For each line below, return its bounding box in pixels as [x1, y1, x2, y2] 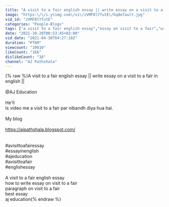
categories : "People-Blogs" [5, 21, 64, 27]
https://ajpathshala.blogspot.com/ [5, 127, 75, 133]
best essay [5, 191, 28, 197]
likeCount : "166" [5, 49, 42, 55]
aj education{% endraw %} [5, 196, 61, 202]
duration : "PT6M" [5, 40, 42, 45]
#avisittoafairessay [5, 142, 44, 149]
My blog [5, 116, 23, 122]
